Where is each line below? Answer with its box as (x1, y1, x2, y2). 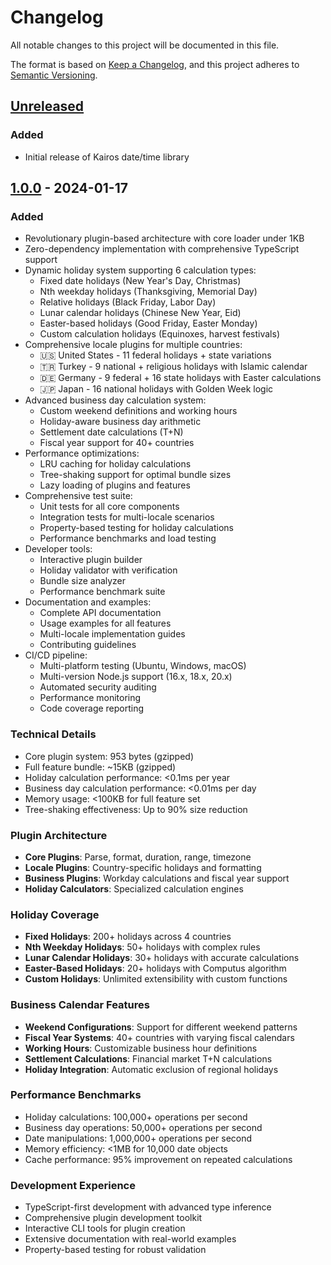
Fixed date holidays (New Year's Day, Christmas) (39, 275, 242, 287)
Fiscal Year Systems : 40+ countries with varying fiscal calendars (24, 1031, 295, 1043)
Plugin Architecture (10, 828, 108, 842)
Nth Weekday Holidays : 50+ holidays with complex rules (24, 941, 261, 953)
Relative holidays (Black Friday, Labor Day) (39, 296, 217, 308)
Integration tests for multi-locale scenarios (39, 511, 215, 523)
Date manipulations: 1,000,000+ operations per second (24, 1132, 253, 1144)
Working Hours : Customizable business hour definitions (24, 1042, 258, 1054)
